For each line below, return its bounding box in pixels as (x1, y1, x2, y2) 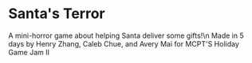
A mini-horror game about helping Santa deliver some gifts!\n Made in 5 (8, 31, 245, 40)
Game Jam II (8, 47, 50, 57)
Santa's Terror (8, 5, 105, 23)
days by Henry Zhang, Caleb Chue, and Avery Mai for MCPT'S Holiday (8, 39, 239, 48)
